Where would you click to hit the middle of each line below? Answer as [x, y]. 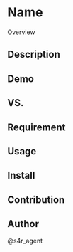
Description [34, 54]
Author [23, 224]
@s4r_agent [25, 241]
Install [21, 175]
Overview [21, 32]
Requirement [36, 127]
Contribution [36, 200]
